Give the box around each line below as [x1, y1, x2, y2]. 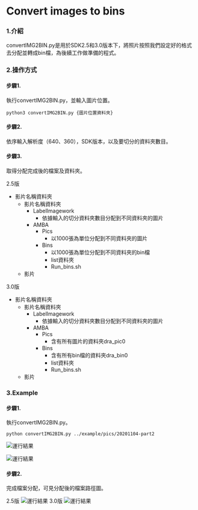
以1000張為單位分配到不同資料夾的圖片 [51, 235, 148, 242]
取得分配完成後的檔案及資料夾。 [6, 167, 85, 174]
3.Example [6, 388, 38, 397]
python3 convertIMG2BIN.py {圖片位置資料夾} [6, 110, 113, 116]
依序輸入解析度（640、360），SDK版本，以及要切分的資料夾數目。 [6, 138, 172, 145]
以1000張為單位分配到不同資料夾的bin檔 [51, 249, 150, 256]
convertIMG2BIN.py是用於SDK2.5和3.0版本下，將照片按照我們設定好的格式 [6, 42, 193, 49]
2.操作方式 [6, 66, 37, 74]
